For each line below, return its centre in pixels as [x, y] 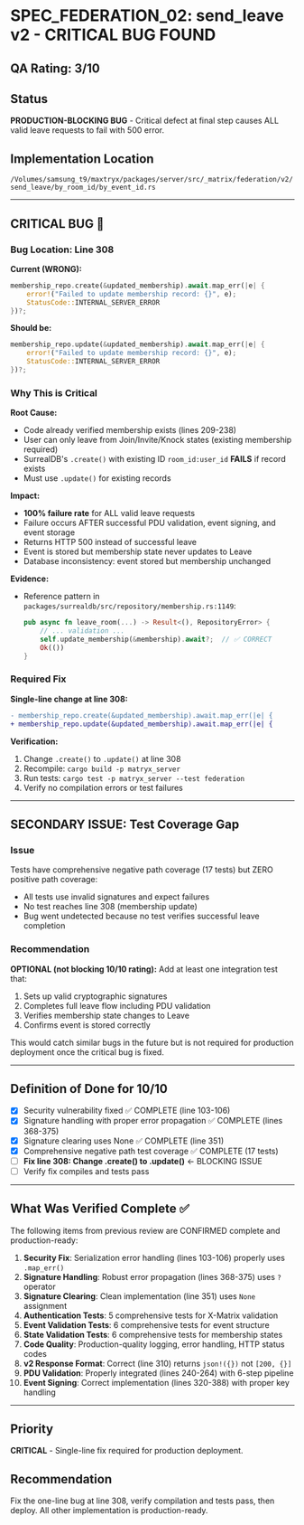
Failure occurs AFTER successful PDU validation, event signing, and [149, 523]
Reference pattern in [61, 597]
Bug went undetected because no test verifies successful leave [141, 916]
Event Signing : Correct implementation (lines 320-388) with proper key [156, 1382]
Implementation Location [82, 159]
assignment [45, 1305]
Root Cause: [34, 413]
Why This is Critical [54, 392]
